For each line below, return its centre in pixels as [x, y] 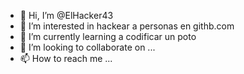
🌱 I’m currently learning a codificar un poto [108, 36]
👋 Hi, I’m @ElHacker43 [66, 15]
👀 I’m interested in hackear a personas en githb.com [127, 26]
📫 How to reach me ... [66, 58]
